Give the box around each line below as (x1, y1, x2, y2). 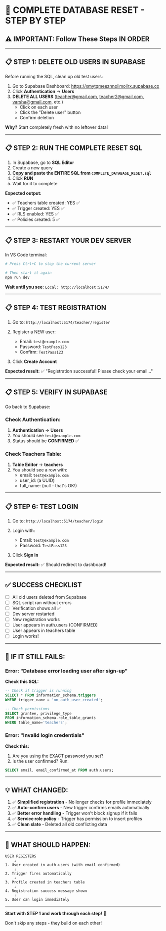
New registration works (12, 617, 60, 622)
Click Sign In (12, 552, 39, 558)
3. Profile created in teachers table (5, 880, 85, 885)
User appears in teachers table (12, 627, 76, 633)
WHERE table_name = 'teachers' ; (5, 720, 68, 725)
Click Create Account (12, 359, 57, 364)
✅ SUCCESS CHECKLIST (5, 581, 83, 589)
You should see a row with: (12, 467, 68, 473)
